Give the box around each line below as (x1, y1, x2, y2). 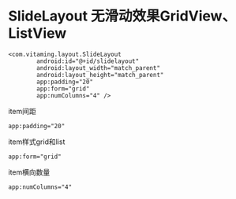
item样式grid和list (8, 137, 66, 146)
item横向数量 (8, 167, 51, 177)
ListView (8, 24, 67, 42)
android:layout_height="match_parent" (36, 71, 164, 79)
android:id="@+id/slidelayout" (36, 57, 140, 65)
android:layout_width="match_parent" (36, 64, 160, 72)
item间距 (8, 106, 37, 116)
